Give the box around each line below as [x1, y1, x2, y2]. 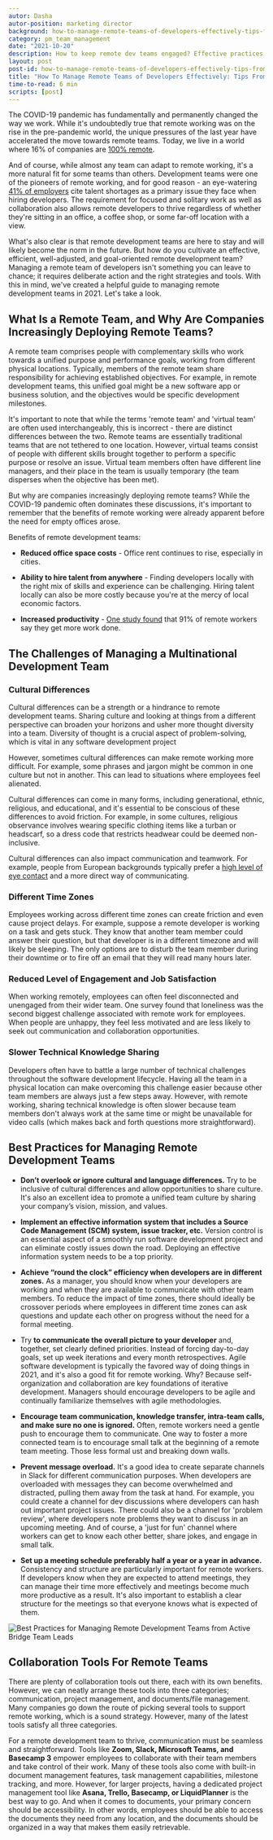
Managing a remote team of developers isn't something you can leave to [8, 262, 251, 273]
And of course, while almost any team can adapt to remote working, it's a [8, 160, 253, 170]
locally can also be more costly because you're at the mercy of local [19, 590, 249, 599]
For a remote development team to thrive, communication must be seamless [8, 1736, 263, 1746]
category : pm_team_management [8, 34, 111, 43]
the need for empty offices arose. [8, 516, 121, 526]
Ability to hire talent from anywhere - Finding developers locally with [19, 573, 254, 582]
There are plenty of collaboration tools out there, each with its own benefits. [8, 1677, 262, 1687]
